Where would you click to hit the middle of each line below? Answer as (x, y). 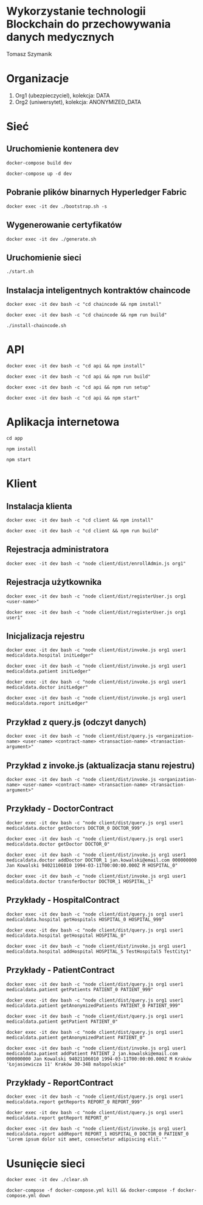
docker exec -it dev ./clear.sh (47, 1180)
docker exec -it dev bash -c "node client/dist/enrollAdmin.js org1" (96, 564)
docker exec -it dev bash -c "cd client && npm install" (80, 520)
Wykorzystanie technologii (76, 11)
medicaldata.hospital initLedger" (50, 656)
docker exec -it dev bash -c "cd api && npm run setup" (78, 387)
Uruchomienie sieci (44, 257)
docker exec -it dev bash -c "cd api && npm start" (73, 398)
